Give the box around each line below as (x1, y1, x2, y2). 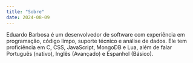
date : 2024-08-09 (6, 14, 50, 20)
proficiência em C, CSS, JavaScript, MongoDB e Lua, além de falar (6, 43, 172, 51)
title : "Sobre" (6, 8, 45, 15)
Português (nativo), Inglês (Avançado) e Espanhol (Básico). (6, 50, 154, 57)
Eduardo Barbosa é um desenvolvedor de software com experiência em (6, 31, 186, 38)
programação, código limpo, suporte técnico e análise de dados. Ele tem (6, 37, 188, 44)
